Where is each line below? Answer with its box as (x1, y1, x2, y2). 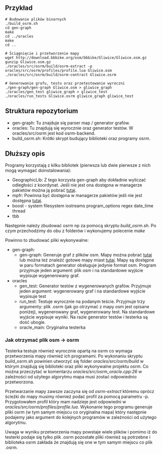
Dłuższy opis (5, 150, 45, 158)
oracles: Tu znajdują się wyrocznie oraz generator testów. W (12, 125, 133, 131)
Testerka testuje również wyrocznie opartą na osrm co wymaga (5, 348, 133, 354)
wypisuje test (19, 294, 46, 299)
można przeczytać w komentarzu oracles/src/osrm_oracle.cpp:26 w (5, 368, 143, 375)
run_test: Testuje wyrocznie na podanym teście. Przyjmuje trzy (19, 298, 145, 304)
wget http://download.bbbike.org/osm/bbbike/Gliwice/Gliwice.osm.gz (5, 55, 147, 60)
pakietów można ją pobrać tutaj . (12, 187, 77, 193)
